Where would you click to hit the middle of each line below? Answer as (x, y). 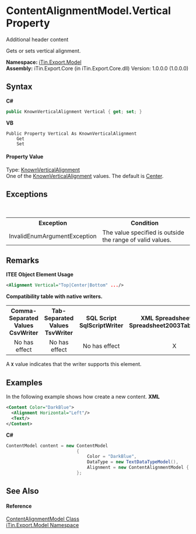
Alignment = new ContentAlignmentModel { (138, 468)
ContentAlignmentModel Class (43, 519)
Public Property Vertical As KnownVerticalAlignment (71, 133)
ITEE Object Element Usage (40, 275)
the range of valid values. (137, 239)
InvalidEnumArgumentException (53, 236)
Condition (145, 222)
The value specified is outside (143, 232)
